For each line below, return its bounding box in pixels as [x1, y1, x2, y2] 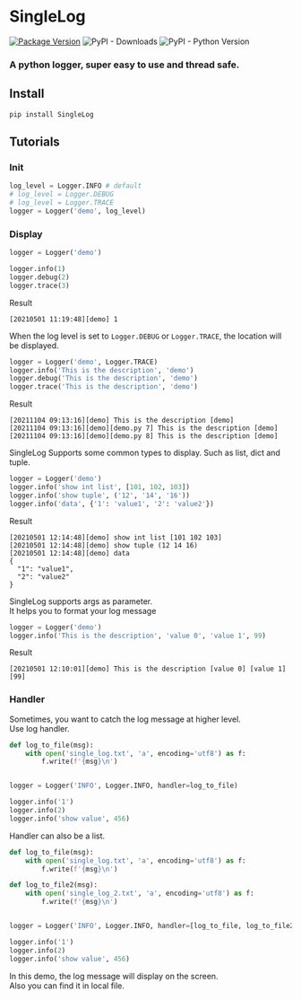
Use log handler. [9, 723, 70, 733]
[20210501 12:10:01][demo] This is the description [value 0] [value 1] [9, 664, 287, 674]
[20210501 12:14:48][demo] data [9, 548, 130, 557]
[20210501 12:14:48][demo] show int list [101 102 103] [9, 532, 222, 542]
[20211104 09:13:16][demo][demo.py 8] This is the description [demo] [9, 432, 279, 441]
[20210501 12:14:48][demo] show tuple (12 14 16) [9, 540, 199, 549]
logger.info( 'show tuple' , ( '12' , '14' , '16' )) [9, 491, 191, 500]
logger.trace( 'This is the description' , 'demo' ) [9, 382, 199, 391]
